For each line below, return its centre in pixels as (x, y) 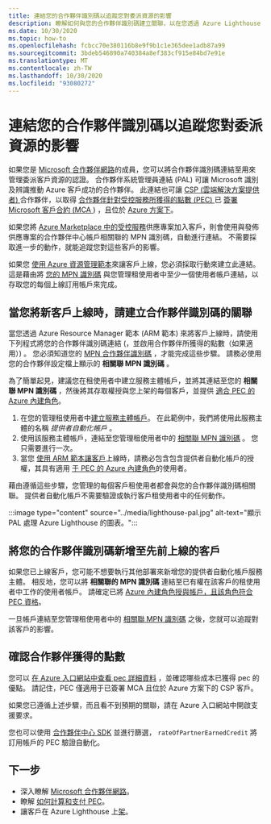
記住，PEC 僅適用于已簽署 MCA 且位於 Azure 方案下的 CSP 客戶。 (148, 688)
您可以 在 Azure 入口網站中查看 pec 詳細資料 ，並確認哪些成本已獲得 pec (129, 677)
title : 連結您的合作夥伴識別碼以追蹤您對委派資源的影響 (90, 16)
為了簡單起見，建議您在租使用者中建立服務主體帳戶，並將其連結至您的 (125, 381)
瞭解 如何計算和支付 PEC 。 (65, 801)
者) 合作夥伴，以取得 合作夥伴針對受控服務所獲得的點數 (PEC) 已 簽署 (123, 200)
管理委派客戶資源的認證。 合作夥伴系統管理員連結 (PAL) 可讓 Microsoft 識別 (133, 180)
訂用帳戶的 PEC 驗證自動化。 (56, 742)
